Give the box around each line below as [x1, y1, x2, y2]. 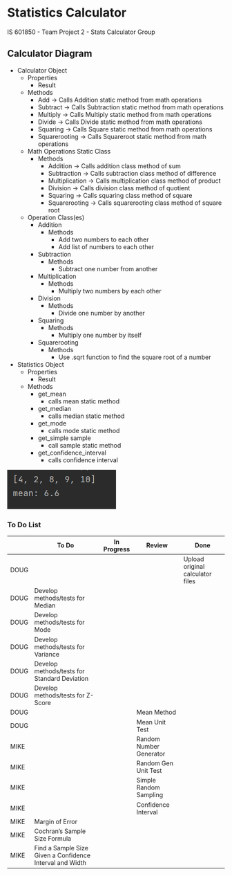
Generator [136, 749, 166, 758]
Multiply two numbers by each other [58, 286, 162, 295]
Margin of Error [34, 817, 78, 825]
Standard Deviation [34, 674, 88, 682]
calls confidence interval [48, 455, 119, 464]
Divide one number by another [58, 309, 145, 317]
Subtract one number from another [58, 264, 158, 273]
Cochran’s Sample [34, 827, 86, 835]
